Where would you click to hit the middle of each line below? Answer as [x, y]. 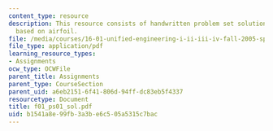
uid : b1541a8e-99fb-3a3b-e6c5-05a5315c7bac [83, 115]
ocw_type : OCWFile [39, 69]
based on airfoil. [47, 31]
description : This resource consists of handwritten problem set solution [138, 24]
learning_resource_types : [52, 54]
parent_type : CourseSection [56, 84]
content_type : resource [49, 16]
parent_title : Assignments [54, 76]
